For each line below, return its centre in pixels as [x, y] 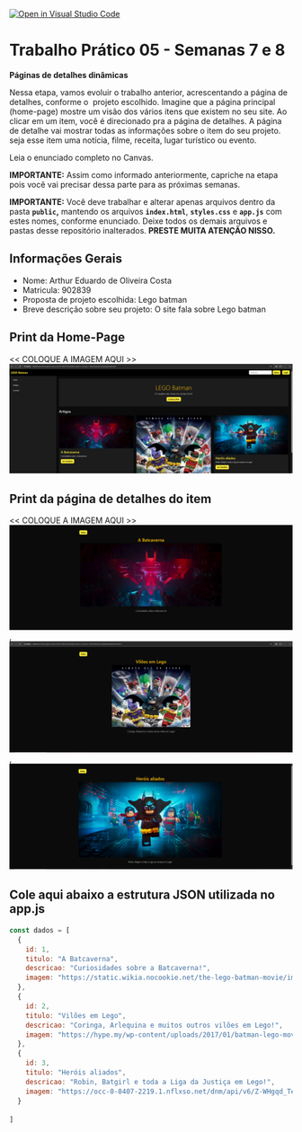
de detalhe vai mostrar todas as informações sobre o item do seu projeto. [145, 130]
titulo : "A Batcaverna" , [72, 959]
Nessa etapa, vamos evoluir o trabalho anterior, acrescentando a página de [148, 92]
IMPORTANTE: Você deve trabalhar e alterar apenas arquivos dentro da [142, 201]
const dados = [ [40, 930]
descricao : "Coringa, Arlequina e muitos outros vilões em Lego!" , [154, 1025]
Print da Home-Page [67, 337]
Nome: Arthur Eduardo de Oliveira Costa [97, 280]
